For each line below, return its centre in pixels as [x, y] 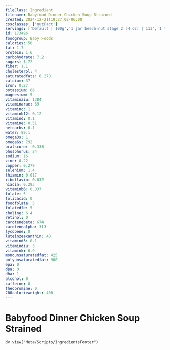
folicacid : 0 [19, 198]
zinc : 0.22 [17, 161]
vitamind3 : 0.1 [21, 241]
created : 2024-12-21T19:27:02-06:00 [44, 19]
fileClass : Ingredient [29, 10]
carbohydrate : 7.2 [25, 57]
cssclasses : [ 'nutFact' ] [31, 24]
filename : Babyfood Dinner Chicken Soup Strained [59, 15]
